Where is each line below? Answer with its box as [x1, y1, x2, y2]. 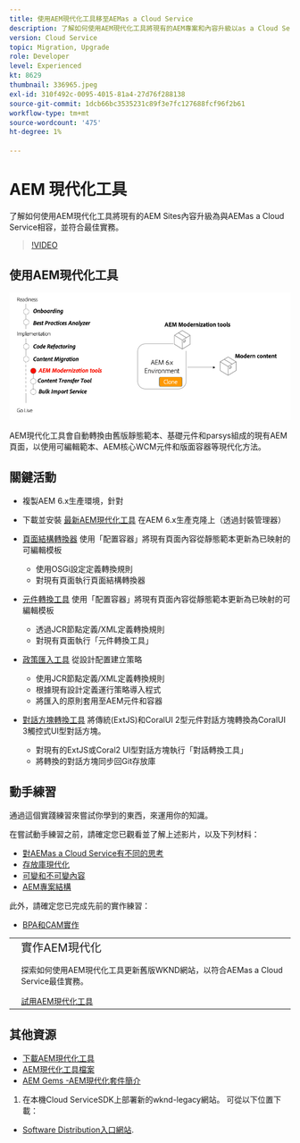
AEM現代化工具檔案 [21, 1063, 96, 1074]
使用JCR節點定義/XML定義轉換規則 [35, 673, 165, 684]
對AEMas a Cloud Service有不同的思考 [21, 847, 164, 858]
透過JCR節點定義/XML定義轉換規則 [35, 624, 165, 635]
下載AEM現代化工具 [21, 1053, 96, 1063]
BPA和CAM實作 [21, 919, 79, 929]
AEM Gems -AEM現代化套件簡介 [21, 1075, 141, 1086]
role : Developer [9, 52, 70, 62]
